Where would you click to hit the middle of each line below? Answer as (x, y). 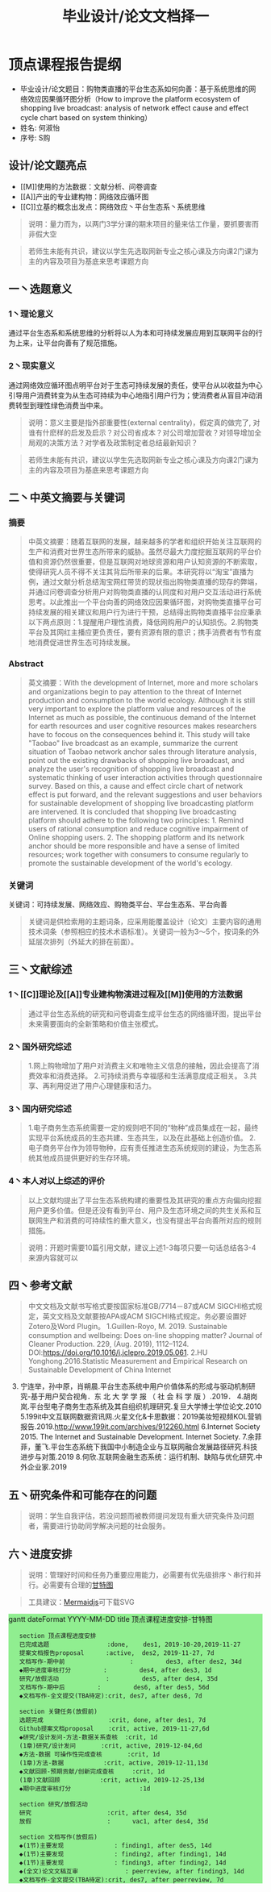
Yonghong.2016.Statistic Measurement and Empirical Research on (138, 1361)
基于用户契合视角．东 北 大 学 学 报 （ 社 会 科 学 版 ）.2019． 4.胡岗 (144, 1397)
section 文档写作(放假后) (58, 1837)
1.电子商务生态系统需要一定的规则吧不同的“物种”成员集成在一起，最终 (143, 1128)
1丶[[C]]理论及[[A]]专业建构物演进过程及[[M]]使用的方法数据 (126, 994)
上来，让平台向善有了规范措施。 (68, 343)
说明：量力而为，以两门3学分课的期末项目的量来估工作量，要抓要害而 (144, 223)
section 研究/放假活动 (54, 1804)
